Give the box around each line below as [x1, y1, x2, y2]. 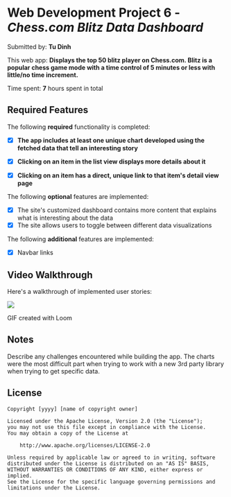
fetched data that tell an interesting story [17, 143, 139, 152]
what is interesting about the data [17, 213, 113, 222]
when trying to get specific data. [7, 367, 101, 375]
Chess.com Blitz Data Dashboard [7, 19, 203, 35]
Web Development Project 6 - [7, 5, 180, 21]
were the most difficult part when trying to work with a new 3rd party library [7, 359, 224, 368]
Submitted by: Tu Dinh [7, 42, 71, 51]
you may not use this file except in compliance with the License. [7, 424, 207, 430]
